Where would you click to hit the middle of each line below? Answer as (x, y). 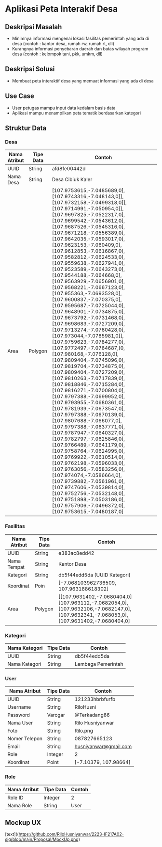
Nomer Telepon (25, 739)
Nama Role (20, 805)
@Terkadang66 (92, 715)
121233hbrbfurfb (95, 699)
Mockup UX (23, 823)
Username (19, 707)
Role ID (15, 798)
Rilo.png (84, 731)
